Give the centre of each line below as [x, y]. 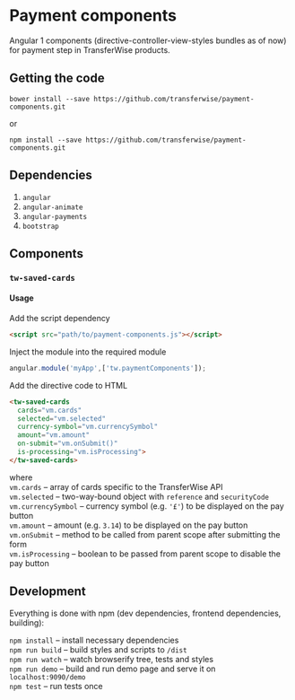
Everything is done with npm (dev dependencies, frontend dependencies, [145, 613]
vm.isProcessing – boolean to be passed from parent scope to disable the [145, 554]
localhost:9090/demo [48, 677]
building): [27, 622]
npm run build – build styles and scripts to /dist [98, 649]
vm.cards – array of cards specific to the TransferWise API [116, 486]
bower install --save [50, 99]
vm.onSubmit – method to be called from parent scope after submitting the [145, 534]
